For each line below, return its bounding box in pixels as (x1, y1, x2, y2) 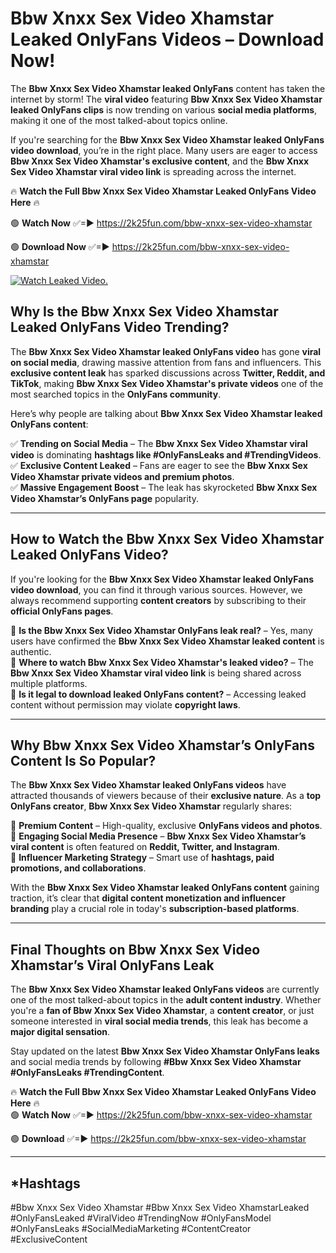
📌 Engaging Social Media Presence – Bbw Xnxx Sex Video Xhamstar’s (10, 830, 307, 842)
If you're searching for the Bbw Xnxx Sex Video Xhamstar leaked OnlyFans (10, 133, 325, 146)
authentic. (10, 645, 52, 657)
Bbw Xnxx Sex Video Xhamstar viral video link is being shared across (10, 667, 302, 679)
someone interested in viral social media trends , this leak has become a (10, 1015, 309, 1027)
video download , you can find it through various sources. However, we (10, 583, 303, 596)
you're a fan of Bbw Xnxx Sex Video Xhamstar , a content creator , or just (10, 1005, 315, 1017)
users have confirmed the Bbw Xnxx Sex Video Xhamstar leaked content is (10, 635, 325, 647)
